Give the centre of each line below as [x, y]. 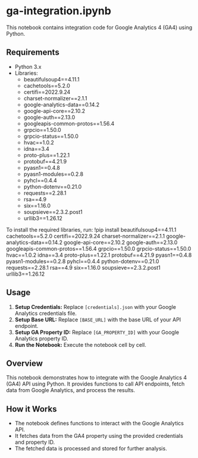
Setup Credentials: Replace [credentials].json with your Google [95, 307]
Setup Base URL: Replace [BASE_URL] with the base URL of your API [98, 320]
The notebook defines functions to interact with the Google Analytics [99, 424]
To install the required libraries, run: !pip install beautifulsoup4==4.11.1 [91, 229]
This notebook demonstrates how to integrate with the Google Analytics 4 [97, 378]
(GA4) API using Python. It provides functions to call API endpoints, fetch [95, 384]
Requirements [33, 53]
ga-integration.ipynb [59, 11]
